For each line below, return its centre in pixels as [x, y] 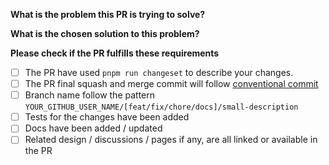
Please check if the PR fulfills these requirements [115, 53]
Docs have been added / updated [93, 128]
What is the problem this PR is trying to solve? [108, 14]
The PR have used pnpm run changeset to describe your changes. [159, 72]
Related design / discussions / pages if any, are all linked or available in [171, 140]
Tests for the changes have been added [107, 117]
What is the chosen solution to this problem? [105, 33]
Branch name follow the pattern [90, 95]
